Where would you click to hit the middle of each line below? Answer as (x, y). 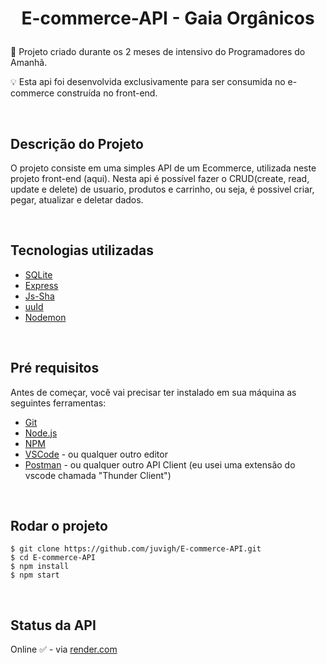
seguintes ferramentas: (58, 403)
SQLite (38, 274)
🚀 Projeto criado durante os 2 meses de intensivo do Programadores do (158, 52)
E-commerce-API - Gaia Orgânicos (168, 18)
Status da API (53, 625)
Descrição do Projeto (77, 143)
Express (41, 285)
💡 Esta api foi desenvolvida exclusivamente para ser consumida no (148, 82)
